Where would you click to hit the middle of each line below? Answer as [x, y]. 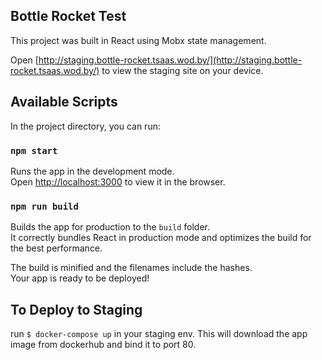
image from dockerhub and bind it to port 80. [103, 345]
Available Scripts [64, 102]
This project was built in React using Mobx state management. [138, 40]
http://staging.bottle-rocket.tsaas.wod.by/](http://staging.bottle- [170, 60]
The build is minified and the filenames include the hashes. [131, 268]
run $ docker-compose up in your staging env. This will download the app [159, 334]
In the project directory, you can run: [85, 126]
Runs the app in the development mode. [92, 171]
